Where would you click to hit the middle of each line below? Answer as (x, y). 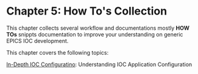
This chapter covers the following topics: (57, 52)
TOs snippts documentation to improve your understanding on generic (95, 34)
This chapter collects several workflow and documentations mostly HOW (98, 28)
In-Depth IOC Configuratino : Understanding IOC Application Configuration (99, 64)
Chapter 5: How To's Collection (87, 11)
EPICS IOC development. (37, 41)
